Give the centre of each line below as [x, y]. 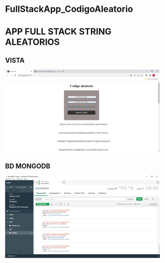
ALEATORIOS [32, 42]
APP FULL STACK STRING [58, 32]
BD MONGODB [28, 166]
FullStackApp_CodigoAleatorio [69, 9]
